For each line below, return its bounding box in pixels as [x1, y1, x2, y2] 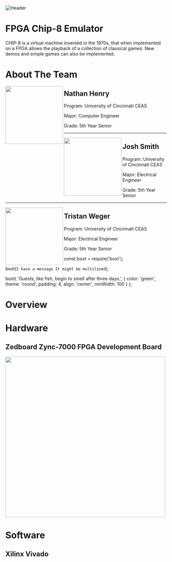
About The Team [5, 69, 78, 81]
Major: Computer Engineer [63, 113, 120, 119]
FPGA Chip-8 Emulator [5, 23, 103, 34]
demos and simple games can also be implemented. [5, 50, 115, 57]
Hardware [5, 322, 48, 334]
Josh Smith [122, 142, 160, 151]
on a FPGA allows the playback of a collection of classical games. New [5, 45, 155, 51]
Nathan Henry [63, 89, 110, 98]
